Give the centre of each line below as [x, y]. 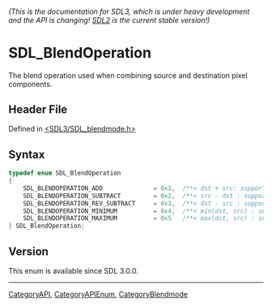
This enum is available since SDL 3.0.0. [74, 270]
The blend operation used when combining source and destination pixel [128, 75]
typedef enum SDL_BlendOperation [65, 173]
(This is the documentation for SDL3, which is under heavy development [129, 11]
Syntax [27, 154]
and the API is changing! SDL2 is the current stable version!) [109, 19]
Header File [38, 109]
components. [30, 84]
